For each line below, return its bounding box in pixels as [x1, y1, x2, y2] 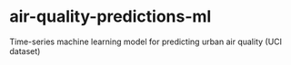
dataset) [9, 45, 41, 56]
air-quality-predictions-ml [9, 6, 212, 27]
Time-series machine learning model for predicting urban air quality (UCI [9, 36, 283, 47]
